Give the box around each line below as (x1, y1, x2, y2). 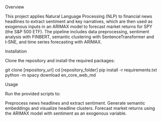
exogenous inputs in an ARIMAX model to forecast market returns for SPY (5, 24, 153, 29)
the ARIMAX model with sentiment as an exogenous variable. (5, 110, 127, 116)
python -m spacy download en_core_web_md (5, 72, 96, 78)
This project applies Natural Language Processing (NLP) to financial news (5, 13, 152, 19)
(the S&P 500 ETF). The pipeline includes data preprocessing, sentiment (5, 29, 149, 34)
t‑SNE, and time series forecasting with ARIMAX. (5, 39, 102, 45)
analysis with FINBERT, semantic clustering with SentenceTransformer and (5, 34, 154, 40)
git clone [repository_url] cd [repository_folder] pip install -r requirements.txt (5, 67, 157, 73)
